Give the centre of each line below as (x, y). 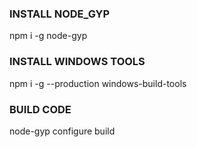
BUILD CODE (40, 109)
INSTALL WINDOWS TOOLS (77, 62)
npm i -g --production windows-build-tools (98, 83)
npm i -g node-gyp (48, 36)
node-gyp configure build (62, 131)
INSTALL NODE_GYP (60, 14)
